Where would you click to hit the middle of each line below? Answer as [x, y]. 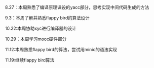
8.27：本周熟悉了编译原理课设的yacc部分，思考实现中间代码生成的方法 [77, 7]
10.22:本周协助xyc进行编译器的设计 [41, 28]
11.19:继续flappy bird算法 [30, 60]
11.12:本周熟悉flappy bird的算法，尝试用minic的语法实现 [61, 49]
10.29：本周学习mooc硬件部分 [36, 39]
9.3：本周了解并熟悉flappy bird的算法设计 [47, 18]
